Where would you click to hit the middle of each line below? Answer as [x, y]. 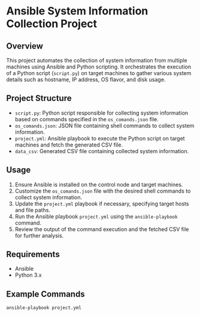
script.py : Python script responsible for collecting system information [101, 113]
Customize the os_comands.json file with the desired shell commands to [103, 191]
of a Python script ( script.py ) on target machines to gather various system [99, 73]
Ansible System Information [77, 11]
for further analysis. [39, 235]
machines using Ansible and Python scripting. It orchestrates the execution [99, 67]
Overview [25, 46]
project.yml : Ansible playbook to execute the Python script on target [100, 138]
